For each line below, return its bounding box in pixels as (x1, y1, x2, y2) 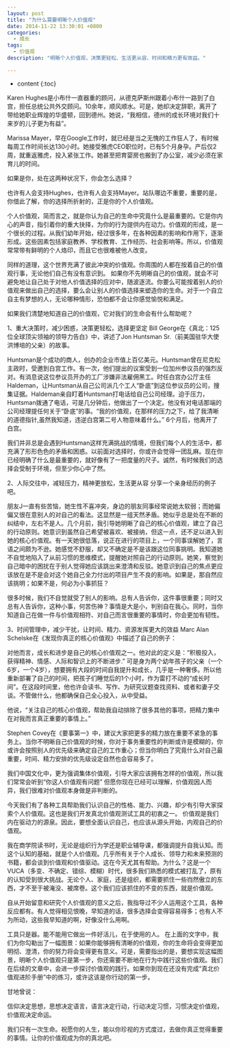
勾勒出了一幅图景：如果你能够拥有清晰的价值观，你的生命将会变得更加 (25, 938, 223, 947)
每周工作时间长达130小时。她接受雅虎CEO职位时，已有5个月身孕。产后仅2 (7, 142, 217, 151)
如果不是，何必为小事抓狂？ (30, 579, 110, 587)
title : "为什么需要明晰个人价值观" (7, 16, 97, 23)
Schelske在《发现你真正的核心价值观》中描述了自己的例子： (7, 634, 177, 642)
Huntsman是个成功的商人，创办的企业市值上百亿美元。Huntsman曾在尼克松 (7, 355, 221, 364)
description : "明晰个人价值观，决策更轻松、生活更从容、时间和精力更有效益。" (7, 55, 207, 62)
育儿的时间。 (7, 159, 43, 168)
